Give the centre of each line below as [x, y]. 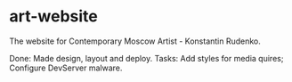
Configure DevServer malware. [66, 68]
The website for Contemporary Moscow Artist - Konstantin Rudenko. [135, 41]
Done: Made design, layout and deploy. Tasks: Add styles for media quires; [146, 58]
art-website [53, 16]
